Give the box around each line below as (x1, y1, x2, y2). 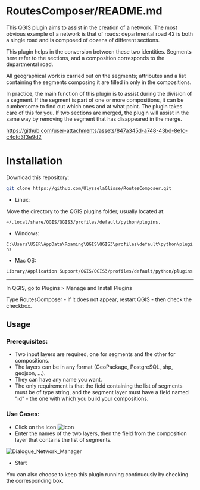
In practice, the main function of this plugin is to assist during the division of (6, 90, 192, 97)
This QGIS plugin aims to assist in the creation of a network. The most (6, 24, 177, 31)
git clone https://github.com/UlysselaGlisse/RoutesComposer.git (6, 185, 171, 191)
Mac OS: (14, 257, 36, 264)
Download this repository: (6, 174, 70, 181)
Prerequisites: (6, 338, 48, 346)
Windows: (14, 229, 40, 236)
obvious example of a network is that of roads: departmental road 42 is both (6, 30, 193, 37)
